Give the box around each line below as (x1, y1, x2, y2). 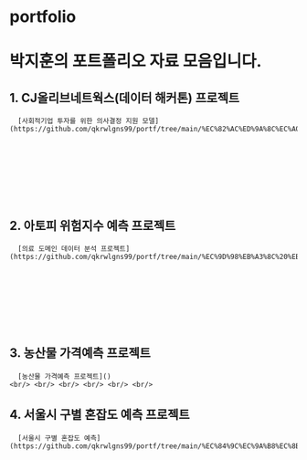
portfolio (9, 6, 77, 27)
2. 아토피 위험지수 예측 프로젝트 (9, 217, 176, 234)
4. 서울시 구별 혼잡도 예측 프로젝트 (9, 407, 190, 423)
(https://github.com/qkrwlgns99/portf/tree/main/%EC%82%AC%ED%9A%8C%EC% (9, 125, 292, 134)
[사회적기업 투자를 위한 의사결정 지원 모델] (17, 117, 160, 126)
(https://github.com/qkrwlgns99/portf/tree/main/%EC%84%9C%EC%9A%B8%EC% (9, 441, 292, 451)
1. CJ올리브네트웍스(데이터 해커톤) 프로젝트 (9, 89, 240, 106)
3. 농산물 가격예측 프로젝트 (9, 345, 151, 361)
